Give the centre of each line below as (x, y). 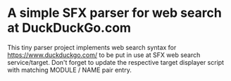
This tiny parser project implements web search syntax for (92, 47)
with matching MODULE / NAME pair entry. (69, 70)
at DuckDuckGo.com (69, 28)
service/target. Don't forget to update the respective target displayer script (115, 62)
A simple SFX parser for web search (114, 13)
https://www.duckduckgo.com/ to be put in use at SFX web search (104, 55)
